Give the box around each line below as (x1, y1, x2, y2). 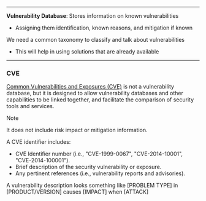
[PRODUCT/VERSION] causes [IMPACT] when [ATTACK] (6, 188, 149, 195)
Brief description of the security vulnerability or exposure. (15, 164, 162, 171)
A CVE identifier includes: (6, 138, 71, 146)
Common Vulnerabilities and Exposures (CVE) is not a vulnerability (6, 83, 175, 90)
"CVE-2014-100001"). (15, 157, 71, 164)
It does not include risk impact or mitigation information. (6, 127, 148, 134)
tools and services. (6, 103, 55, 110)
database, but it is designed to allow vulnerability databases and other (6, 90, 184, 97)
